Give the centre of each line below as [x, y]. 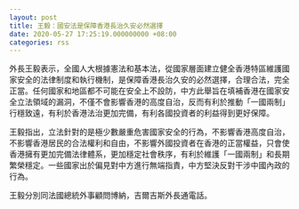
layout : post [33, 17]
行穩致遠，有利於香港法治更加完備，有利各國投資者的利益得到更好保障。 [141, 113]
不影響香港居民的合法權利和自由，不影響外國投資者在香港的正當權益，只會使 [149, 143]
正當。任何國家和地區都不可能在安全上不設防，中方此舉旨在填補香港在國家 [145, 91]
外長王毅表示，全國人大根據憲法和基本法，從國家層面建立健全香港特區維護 [145, 68]
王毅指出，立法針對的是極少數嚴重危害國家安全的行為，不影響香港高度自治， [149, 132]
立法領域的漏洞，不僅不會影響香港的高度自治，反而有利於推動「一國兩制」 [153, 102]
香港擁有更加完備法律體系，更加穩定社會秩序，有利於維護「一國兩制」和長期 [149, 154]
